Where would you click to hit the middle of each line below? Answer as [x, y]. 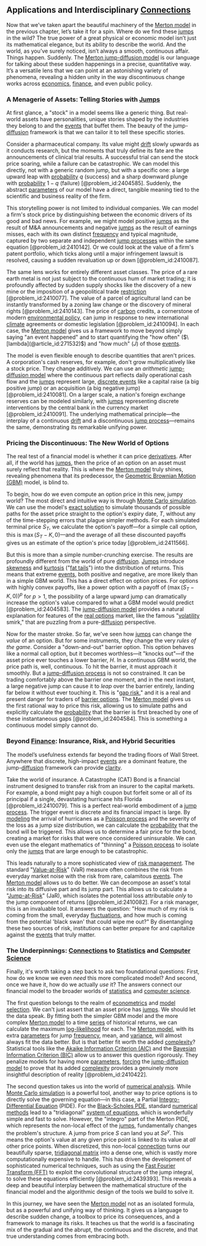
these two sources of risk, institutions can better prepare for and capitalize [101, 928]
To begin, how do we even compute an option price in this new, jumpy [95, 494]
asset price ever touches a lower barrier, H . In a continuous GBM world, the [101, 660]
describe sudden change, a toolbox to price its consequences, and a [93, 1217]
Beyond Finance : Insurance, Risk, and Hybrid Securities [91, 741]
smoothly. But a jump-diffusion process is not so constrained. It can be [96, 673]
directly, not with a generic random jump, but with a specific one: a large [98, 170]
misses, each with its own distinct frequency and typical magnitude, [92, 234]
